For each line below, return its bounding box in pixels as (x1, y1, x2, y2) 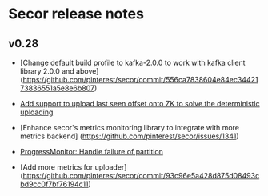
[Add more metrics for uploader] (19, 162, 127, 172)
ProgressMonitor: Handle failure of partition (19, 147, 164, 156)
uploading (19, 107, 54, 117)
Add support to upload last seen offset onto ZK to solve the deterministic (19, 99, 260, 108)
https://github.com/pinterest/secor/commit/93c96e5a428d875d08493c (22, 171, 260, 180)
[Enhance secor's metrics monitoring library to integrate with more (19, 123, 240, 132)
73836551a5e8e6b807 (19, 83, 94, 93)
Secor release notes (8, 5, 144, 23)
